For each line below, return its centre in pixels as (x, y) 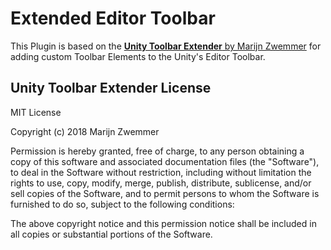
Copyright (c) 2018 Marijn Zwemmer (85, 131)
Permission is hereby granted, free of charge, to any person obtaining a (157, 151)
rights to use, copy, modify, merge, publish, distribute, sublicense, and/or (161, 183)
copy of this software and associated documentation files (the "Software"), (165, 161)
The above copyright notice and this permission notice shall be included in (163, 223)
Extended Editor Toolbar (113, 18)
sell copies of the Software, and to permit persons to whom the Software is (165, 193)
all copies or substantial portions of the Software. (111, 234)
